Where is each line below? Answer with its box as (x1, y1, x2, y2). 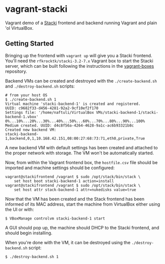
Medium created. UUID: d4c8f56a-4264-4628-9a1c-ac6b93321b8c (5, 123, 134, 128)
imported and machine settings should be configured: (5, 165, 115, 171)
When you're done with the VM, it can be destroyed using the (5, 239, 131, 245)
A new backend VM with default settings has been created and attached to (5, 144, 158, 150)
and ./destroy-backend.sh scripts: (5, 83, 75, 89)
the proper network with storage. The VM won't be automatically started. (5, 150, 154, 156)
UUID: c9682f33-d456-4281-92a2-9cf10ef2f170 (5, 105, 99, 111)
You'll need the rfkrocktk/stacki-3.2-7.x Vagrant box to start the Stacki (5, 58, 154, 64)
